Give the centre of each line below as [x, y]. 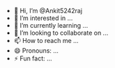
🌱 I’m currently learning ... [51, 25]
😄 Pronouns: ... [36, 51]
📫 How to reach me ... [46, 41]
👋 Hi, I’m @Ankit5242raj [48, 11]
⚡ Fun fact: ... [33, 58]
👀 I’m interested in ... [43, 18]
